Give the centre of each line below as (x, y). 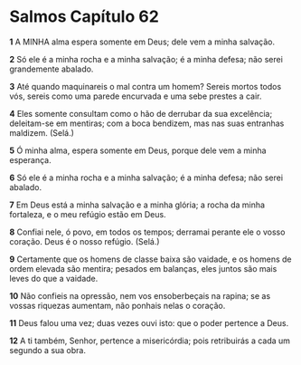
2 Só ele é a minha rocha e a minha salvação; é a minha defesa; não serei (146, 59)
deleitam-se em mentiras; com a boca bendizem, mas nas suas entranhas (147, 123)
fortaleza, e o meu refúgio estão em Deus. (88, 214)
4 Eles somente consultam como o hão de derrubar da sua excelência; (141, 113)
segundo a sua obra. (47, 350)
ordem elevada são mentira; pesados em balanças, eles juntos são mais (143, 268)
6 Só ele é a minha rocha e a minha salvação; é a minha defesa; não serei (146, 178)
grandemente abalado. (52, 69)
